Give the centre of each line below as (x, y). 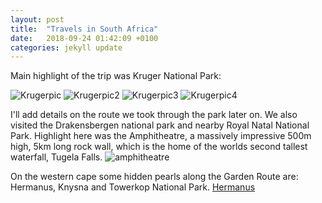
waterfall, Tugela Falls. (56, 157)
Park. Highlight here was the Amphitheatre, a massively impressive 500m (161, 136)
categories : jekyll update (66, 47)
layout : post (37, 19)
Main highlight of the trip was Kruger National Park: (116, 76)
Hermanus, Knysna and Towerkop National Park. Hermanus (133, 187)
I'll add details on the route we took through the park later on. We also (154, 115)
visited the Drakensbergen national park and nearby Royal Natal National (160, 125)
